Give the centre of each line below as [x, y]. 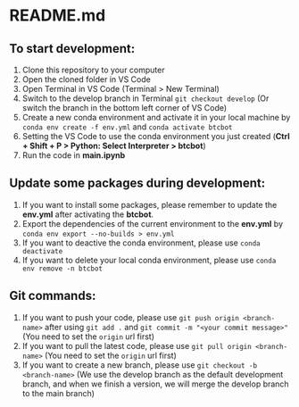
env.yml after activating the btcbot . [88, 214]
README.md [58, 16]
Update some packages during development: [137, 183]
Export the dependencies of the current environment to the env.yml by [153, 223]
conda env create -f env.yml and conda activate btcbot [128, 127]
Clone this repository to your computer [93, 70]
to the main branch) [58, 393]
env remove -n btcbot [62, 269]
